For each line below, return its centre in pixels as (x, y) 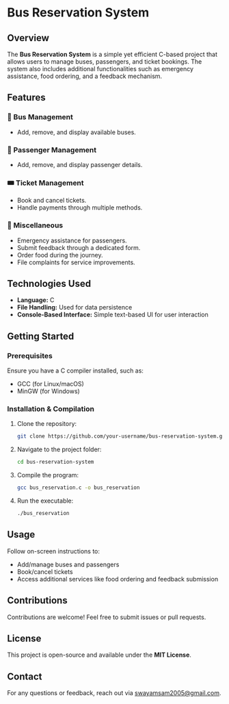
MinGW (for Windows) (48, 391)
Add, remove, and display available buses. (77, 132)
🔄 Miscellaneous (35, 225)
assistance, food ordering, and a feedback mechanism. (85, 76)
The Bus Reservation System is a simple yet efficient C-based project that (112, 54)
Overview (28, 38)
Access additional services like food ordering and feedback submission (118, 579)
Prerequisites (30, 355)
